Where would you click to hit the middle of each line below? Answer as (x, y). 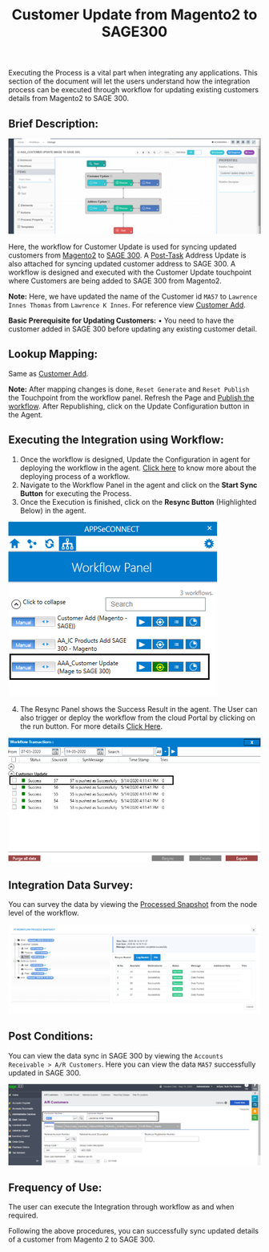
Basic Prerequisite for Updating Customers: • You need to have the (121, 320)
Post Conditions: (51, 1037)
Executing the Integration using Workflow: (116, 440)
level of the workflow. (44, 913)
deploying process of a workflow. (75, 476)
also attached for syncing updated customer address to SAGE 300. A (122, 263)
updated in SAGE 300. (45, 1072)
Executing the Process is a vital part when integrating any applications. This (133, 73)
